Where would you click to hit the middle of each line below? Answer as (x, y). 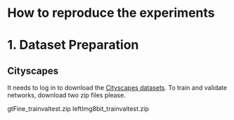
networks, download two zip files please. (67, 95)
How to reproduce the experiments (111, 13)
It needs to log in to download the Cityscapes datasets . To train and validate (117, 88)
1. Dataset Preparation (73, 45)
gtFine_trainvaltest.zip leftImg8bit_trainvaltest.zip (78, 109)
